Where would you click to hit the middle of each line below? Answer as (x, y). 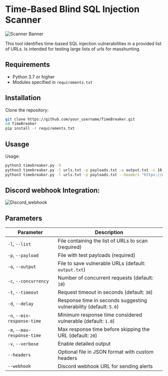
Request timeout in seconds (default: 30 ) (105, 292)
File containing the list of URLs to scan (103, 241)
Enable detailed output (84, 344)
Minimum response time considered (100, 315)
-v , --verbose (23, 344)
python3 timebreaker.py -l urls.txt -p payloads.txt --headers (72, 175)
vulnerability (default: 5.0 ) (88, 307)
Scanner (23, 20)
